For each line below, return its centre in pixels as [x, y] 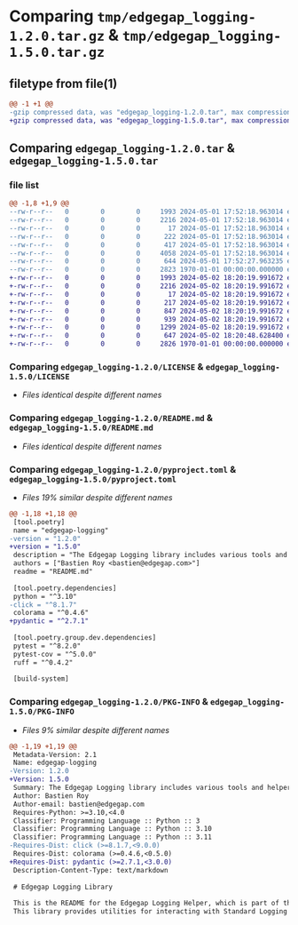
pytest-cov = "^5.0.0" [55, 654]
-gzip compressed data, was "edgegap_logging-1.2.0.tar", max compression [150, 112]
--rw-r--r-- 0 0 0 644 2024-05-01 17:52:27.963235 [146, 261]
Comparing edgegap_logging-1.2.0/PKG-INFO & [109, 702]
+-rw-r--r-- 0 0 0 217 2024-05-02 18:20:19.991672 [146, 303]
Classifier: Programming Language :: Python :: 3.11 [113, 837]
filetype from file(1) [63, 83]
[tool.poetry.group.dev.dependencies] [85, 638]
